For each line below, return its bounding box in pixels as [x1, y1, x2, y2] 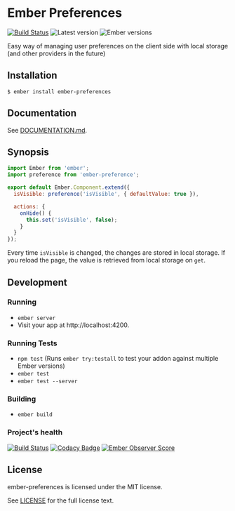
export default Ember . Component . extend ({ [7, 184, 130, 191]
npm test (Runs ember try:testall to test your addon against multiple [17, 354, 219, 363]
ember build [17, 411, 53, 418]
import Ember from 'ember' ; [7, 165, 90, 172]
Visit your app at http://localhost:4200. [17, 321, 130, 329]
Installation [7, 69, 58, 81]
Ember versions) [17, 361, 65, 370]
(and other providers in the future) [7, 49, 106, 58]
